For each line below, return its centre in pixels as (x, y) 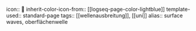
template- (178, 9)
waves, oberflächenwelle (37, 22)
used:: (14, 15)
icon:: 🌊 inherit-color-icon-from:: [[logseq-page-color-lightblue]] (86, 9)
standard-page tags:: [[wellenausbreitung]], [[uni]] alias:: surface (103, 15)
